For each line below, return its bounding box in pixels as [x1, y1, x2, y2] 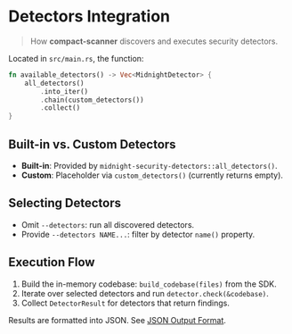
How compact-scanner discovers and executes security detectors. [29, 36, 279, 46]
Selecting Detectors [8, 196, 122, 211]
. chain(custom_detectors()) [40, 96, 144, 104]
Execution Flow [8, 255, 95, 270]
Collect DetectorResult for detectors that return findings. [20, 297, 231, 308]
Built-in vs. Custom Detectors [8, 137, 176, 152]
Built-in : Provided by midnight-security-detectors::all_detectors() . [20, 161, 278, 171]
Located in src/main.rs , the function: [8, 53, 144, 63]
